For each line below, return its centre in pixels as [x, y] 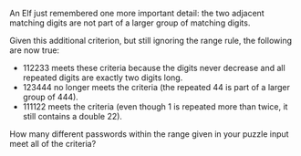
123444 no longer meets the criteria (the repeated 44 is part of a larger [156, 87]
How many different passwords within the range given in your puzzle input [149, 134]
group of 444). [51, 97]
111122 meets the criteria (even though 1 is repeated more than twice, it [155, 107]
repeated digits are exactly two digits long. [103, 78]
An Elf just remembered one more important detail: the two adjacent [137, 13]
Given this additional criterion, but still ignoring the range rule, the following [150, 41]
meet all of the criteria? [53, 144]
